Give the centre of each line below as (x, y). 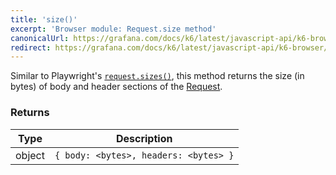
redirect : (31, 47)
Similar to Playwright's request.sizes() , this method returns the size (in (157, 76)
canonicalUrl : (40, 38)
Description (144, 138)
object (30, 155)
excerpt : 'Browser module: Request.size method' (113, 29)
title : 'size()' (44, 19)
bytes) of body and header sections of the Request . (116, 87)
